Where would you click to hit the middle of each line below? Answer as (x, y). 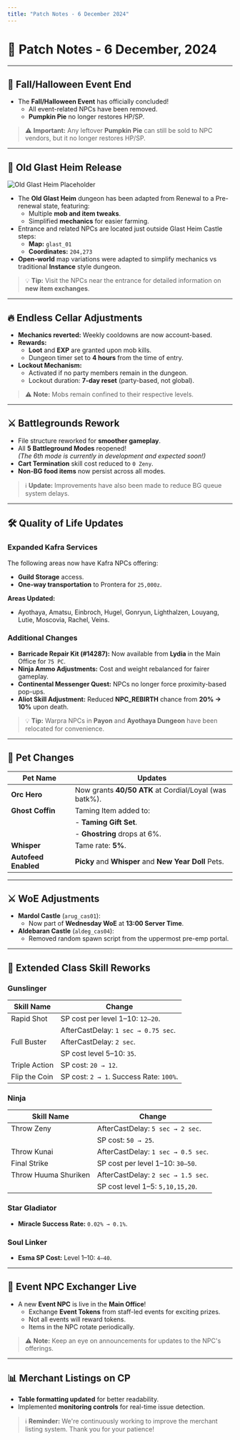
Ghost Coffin (33, 810)
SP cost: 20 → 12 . (89, 1065)
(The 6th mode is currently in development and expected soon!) (111, 456)
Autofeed (27, 856)
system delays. (47, 493)
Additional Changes (42, 638)
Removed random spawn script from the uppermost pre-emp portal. (129, 939)
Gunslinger (27, 988)
